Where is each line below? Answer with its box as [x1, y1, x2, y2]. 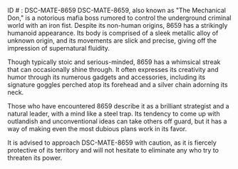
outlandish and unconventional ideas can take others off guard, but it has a [7, 117, 227, 126]
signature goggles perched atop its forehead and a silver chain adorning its [7, 81, 228, 88]
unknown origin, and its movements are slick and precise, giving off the [7, 36, 217, 45]
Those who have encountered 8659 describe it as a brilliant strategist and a [7, 102, 229, 110]
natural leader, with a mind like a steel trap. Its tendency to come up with [7, 110, 220, 118]
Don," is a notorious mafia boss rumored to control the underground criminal [7, 14, 232, 22]
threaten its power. [7, 153, 63, 162]
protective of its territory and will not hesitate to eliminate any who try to [7, 146, 219, 154]
